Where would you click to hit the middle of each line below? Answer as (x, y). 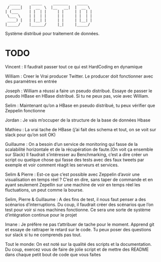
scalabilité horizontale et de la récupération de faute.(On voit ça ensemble (79, 149)
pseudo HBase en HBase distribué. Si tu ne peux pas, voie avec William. (77, 96)
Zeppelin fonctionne (25, 110)
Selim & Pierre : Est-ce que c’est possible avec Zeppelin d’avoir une (72, 174)
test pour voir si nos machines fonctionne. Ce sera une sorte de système (78, 210)
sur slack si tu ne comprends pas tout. (43, 235)
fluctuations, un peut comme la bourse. (44, 190)
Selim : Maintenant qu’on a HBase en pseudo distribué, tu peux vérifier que (80, 105)
